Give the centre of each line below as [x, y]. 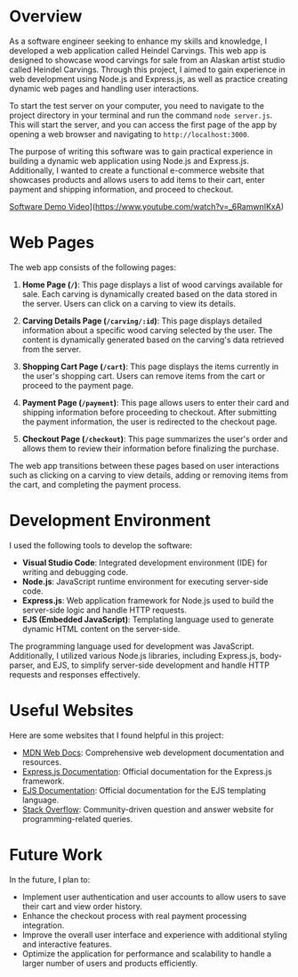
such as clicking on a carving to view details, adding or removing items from [149, 475]
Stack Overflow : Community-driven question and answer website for [148, 809]
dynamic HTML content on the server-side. [101, 628]
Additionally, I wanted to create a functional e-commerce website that [137, 170]
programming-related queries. [77, 818]
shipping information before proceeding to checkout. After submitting [149, 412]
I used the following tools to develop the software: [101, 545]
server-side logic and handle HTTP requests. [104, 610]
